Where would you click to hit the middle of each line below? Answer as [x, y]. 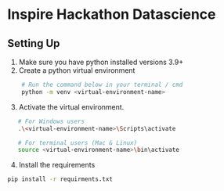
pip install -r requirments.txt [60, 179]
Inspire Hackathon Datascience [112, 14]
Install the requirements [57, 165]
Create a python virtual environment [77, 70]
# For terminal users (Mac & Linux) [78, 142]
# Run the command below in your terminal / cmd [102, 85]
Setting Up [34, 43]
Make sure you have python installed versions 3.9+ [101, 62]
